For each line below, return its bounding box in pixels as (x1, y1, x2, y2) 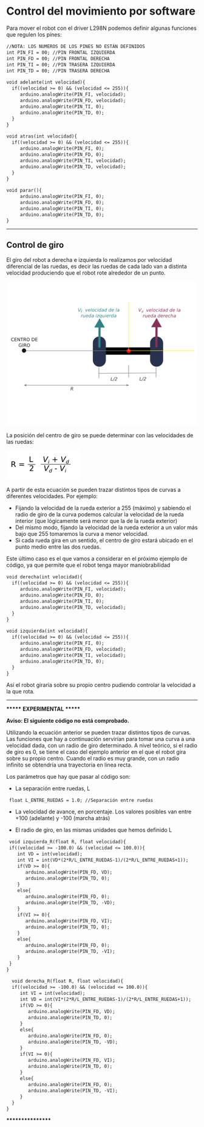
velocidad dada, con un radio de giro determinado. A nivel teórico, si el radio (6, 742, 198, 750)
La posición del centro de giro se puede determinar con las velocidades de (6, 432, 194, 439)
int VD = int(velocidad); (17, 851, 83, 857)
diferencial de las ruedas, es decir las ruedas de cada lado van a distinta (6, 262, 187, 270)
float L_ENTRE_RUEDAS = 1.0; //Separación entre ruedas (8, 798, 154, 804)
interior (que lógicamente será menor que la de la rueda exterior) (15, 518, 178, 525)
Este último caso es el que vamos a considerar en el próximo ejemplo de (6, 555, 188, 563)
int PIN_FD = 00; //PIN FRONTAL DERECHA (6, 55, 110, 61)
